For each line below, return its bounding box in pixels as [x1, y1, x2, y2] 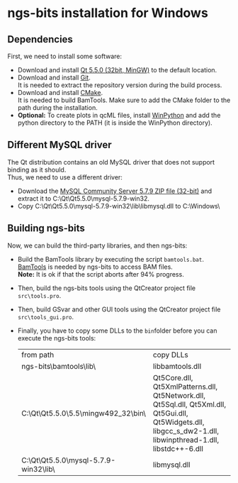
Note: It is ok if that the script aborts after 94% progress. [17, 270, 184, 278]
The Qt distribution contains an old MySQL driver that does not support [7, 157, 215, 166]
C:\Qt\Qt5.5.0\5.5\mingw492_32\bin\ [21, 408, 147, 418]
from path [21, 350, 55, 360]
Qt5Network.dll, [152, 390, 205, 400]
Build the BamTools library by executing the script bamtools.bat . [17, 255, 204, 263]
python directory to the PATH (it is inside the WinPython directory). [17, 118, 212, 127]
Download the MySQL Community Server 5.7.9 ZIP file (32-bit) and [17, 187, 212, 195]
